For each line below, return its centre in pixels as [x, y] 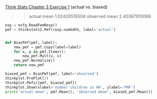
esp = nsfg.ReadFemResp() [31, 25]
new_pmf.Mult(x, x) [42, 56]
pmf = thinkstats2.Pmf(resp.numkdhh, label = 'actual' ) [61, 29]
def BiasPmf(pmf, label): [31, 42]
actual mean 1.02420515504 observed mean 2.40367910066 [90, 16]
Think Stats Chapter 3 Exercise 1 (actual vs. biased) [56, 7]
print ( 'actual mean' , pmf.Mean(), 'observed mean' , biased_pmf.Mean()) [79, 92]
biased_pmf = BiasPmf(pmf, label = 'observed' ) [52, 74]
